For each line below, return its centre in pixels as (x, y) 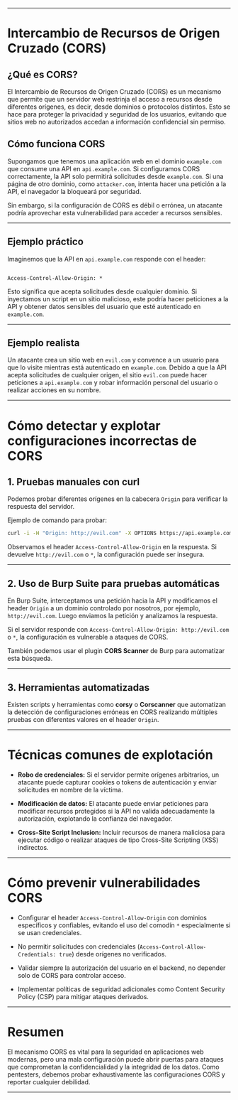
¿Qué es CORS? (42, 74)
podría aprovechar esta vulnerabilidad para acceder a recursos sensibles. (115, 212)
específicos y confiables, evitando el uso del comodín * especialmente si (124, 925)
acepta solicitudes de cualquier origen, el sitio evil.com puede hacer (107, 375)
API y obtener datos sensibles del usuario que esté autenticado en (104, 306)
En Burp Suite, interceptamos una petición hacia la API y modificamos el (113, 600)
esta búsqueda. (30, 659)
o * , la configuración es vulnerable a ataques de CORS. (88, 637)
